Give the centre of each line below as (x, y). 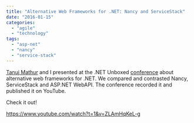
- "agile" (23, 28)
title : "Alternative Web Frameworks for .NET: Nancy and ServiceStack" (96, 11)
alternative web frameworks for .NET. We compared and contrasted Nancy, (97, 78)
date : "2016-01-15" (30, 17)
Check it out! (21, 102)
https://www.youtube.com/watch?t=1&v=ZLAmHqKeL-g (73, 114)
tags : (13, 39)
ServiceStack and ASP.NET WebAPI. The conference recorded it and (89, 84)
